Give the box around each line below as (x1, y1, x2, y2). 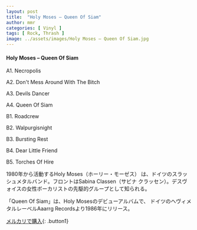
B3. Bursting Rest (6, 136, 48, 143)
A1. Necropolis (6, 67, 41, 74)
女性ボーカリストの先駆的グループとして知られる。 (26, 185, 150, 192)
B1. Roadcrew (6, 113, 40, 120)
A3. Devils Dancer (6, 90, 50, 97)
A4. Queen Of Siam (6, 101, 53, 109)
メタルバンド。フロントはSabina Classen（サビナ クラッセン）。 (16, 178, 172, 185)
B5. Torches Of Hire (6, 158, 54, 165)
